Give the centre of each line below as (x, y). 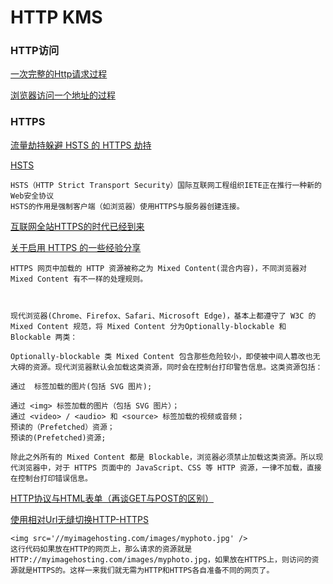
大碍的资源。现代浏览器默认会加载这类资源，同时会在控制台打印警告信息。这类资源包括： (166, 367)
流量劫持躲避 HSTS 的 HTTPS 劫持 (81, 145)
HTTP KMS (56, 17)
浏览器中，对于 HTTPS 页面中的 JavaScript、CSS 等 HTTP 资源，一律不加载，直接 (169, 467)
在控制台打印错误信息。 (51, 478)
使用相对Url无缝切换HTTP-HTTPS (79, 519)
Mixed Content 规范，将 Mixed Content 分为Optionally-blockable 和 (148, 326)
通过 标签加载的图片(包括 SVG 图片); (81, 386)
